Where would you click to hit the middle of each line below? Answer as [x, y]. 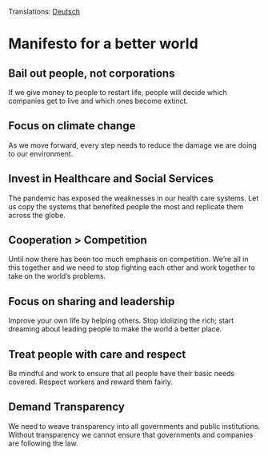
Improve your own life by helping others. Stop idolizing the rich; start [121, 321]
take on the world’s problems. [57, 276]
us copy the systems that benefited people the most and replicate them [126, 206]
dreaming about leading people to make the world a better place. [115, 329]
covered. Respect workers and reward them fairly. [91, 382]
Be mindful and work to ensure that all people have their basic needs [122, 374]
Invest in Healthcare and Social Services [111, 179]
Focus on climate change [72, 126]
